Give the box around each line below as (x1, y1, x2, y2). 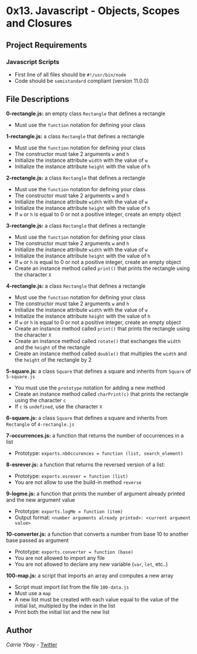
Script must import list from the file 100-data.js (14, 583, 130, 590)
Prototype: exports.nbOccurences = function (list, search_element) (14, 449, 184, 456)
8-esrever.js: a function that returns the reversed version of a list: (6, 461, 165, 468)
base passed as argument (6, 536, 69, 543)
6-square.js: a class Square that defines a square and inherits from (6, 414, 168, 421)
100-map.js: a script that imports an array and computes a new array (6, 572, 174, 579)
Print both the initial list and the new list (14, 608, 110, 615)
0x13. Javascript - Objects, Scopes (6, 4, 180, 18)
